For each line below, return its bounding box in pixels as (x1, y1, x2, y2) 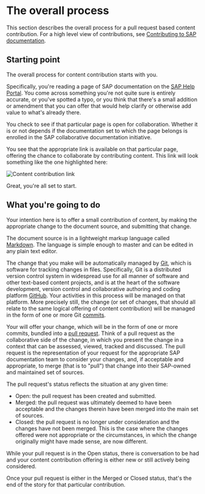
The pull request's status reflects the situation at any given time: (6, 380, 168, 388)
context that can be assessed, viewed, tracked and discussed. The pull (6, 342, 185, 350)
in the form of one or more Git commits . (6, 311, 106, 319)
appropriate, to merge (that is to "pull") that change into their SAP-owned (6, 362, 191, 369)
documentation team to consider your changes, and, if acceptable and (6, 355, 184, 363)
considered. (6, 462, 37, 470)
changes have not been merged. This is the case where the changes (15, 424, 188, 432)
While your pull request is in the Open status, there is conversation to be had (6, 449, 199, 457)
